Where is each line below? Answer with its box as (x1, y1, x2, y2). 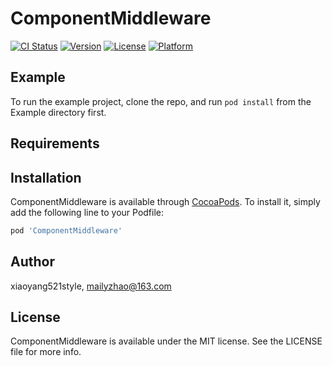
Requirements (10, 135, 100, 152)
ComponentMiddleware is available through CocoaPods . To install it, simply (10, 195, 321, 207)
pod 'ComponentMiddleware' (10, 225, 123, 236)
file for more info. (10, 346, 82, 358)
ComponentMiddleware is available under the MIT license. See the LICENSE (10, 335, 323, 347)
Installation (10, 169, 82, 186)
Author (10, 253, 55, 271)
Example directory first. (10, 106, 107, 118)
